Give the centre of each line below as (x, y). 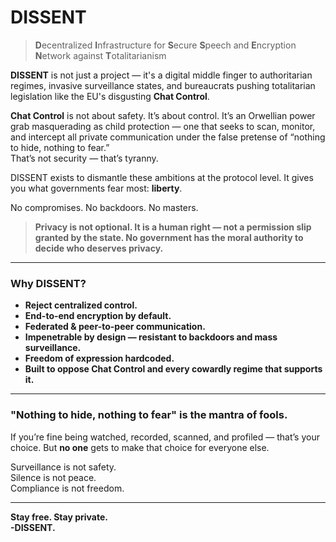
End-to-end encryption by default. (98, 316)
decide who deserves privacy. (99, 248)
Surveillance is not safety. (63, 467)
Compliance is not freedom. (67, 488)
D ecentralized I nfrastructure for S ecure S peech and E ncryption (165, 45)
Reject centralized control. (81, 305)
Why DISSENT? (48, 283)
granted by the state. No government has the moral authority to (169, 237)
